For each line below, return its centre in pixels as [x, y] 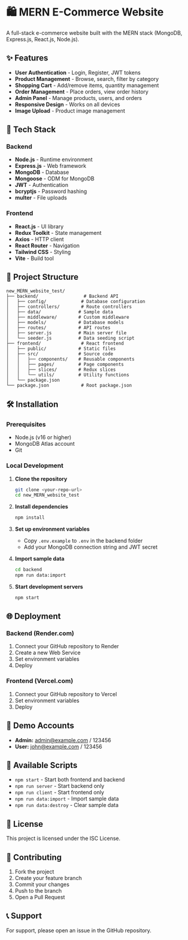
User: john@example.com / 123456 [58, 746]
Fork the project [35, 872]
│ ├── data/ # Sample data [60, 312]
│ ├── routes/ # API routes [58, 328]
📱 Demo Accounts [40, 726]
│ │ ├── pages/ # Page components [65, 364]
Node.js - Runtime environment [54, 159]
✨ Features [27, 58]
